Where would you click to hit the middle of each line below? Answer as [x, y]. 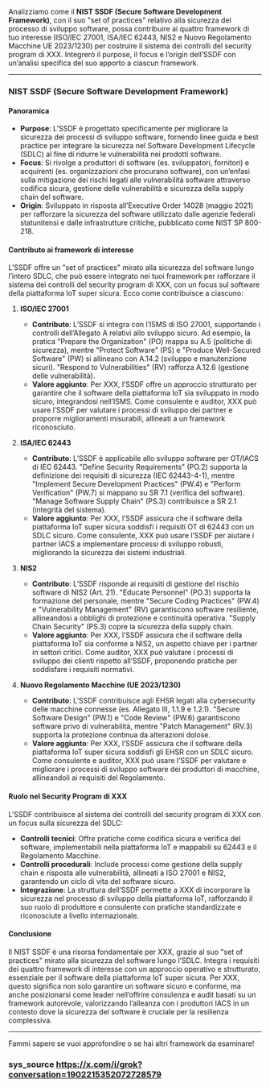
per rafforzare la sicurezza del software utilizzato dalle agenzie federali [137, 214]
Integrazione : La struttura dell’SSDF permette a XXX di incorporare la [135, 890]
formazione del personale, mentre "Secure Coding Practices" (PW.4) [145, 601]
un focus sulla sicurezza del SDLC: [65, 823]
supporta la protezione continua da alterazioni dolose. [121, 735]
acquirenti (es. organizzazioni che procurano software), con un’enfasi [135, 172]
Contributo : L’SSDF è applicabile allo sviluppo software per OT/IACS [145, 458]
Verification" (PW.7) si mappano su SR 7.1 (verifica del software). [138, 493]
